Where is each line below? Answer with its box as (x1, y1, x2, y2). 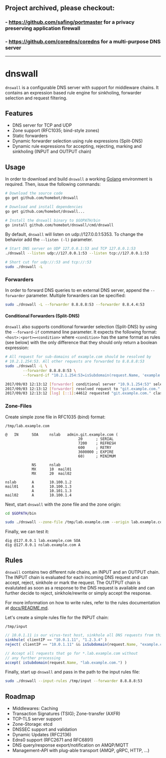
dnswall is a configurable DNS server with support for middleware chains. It (5, 84, 159, 90)
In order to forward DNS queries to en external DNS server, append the (5, 287, 150, 293)
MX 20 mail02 (31, 471, 72, 476)
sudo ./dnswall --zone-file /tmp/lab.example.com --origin (5, 520, 129, 525)
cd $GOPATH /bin (5, 511, 37, 516)
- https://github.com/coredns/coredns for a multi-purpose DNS (5, 38, 161, 45)
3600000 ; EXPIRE (78, 449, 114, 454)
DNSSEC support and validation (12, 726, 78, 732)
